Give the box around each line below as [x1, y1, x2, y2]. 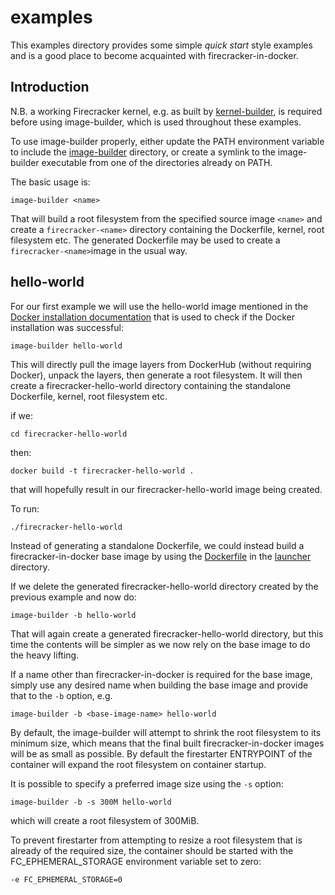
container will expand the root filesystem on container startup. [10, 758, 267, 770]
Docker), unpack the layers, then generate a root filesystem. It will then [10, 369, 303, 381]
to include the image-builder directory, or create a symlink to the [10, 146, 276, 158]
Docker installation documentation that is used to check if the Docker [10, 311, 295, 323]
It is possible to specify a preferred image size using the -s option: [10, 777, 284, 790]
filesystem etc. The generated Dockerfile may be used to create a [10, 234, 281, 246]
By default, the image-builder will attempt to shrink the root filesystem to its [10, 726, 322, 738]
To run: [10, 502, 40, 515]
